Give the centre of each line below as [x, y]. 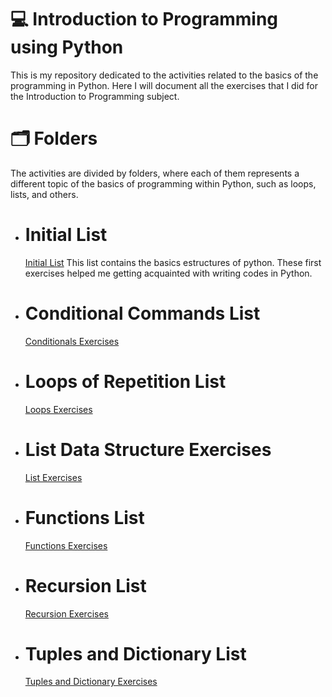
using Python [67, 47]
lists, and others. [44, 194]
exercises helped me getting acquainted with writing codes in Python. [168, 273]
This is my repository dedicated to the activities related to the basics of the [164, 75]
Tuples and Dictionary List [135, 653]
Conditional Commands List [142, 313]
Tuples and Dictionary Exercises [91, 682]
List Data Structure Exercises [148, 449]
